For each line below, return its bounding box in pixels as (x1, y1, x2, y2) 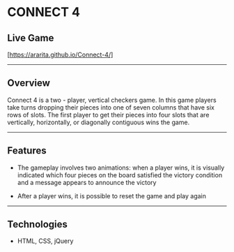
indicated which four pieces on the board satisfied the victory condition (17, 170, 223, 179)
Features (7, 144, 47, 157)
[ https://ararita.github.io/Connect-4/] (7, 50, 114, 59)
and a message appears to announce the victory (17, 178, 157, 186)
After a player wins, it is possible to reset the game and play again (17, 191, 207, 200)
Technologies (7, 218, 68, 230)
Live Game (7, 32, 54, 44)
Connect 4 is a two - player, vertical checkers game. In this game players (7, 96, 217, 104)
